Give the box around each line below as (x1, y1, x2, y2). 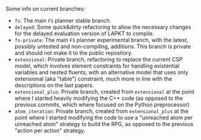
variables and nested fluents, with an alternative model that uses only (14, 69, 189, 75)
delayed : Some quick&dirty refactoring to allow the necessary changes (14, 24, 192, 30)
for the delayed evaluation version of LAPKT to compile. (14, 30, 154, 37)
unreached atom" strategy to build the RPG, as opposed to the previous (14, 121, 194, 127)
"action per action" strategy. (14, 127, 86, 134)
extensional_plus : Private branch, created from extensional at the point (14, 88, 195, 95)
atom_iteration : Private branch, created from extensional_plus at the (14, 108, 189, 114)
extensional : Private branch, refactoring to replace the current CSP (14, 56, 183, 63)
